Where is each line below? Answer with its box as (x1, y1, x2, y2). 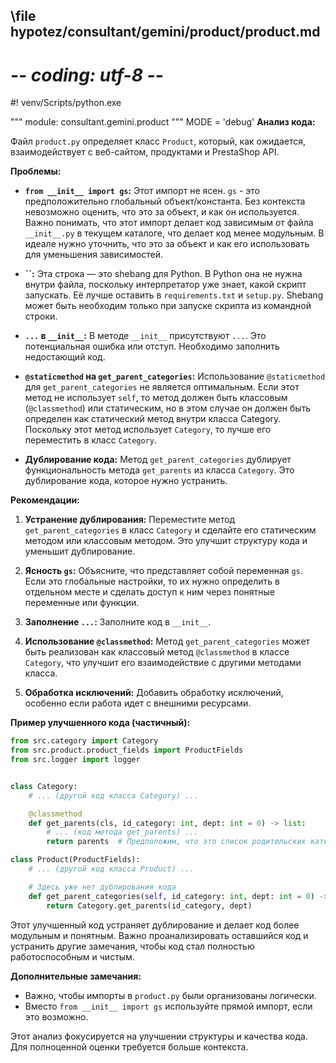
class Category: (10, 781, 78, 791)
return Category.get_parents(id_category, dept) (46, 900, 253, 911)
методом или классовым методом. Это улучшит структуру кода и (24, 535, 308, 547)
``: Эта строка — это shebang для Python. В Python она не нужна (24, 268, 303, 280)
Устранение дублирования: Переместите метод (24, 514, 236, 526)
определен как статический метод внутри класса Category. (24, 413, 282, 425)
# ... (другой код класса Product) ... (28, 864, 195, 874)
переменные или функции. (24, 597, 140, 609)
